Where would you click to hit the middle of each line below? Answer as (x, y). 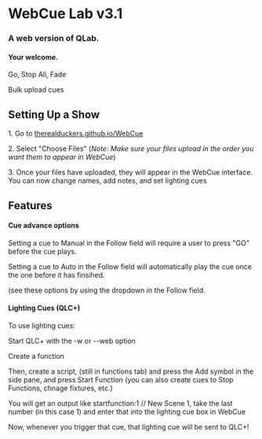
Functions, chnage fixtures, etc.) (61, 388)
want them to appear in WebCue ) (62, 157)
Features (30, 205)
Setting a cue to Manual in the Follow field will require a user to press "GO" (129, 243)
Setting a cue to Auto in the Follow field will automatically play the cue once (130, 266)
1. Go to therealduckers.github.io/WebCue (76, 134)
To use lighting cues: (42, 325)
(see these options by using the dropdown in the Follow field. (107, 290)
